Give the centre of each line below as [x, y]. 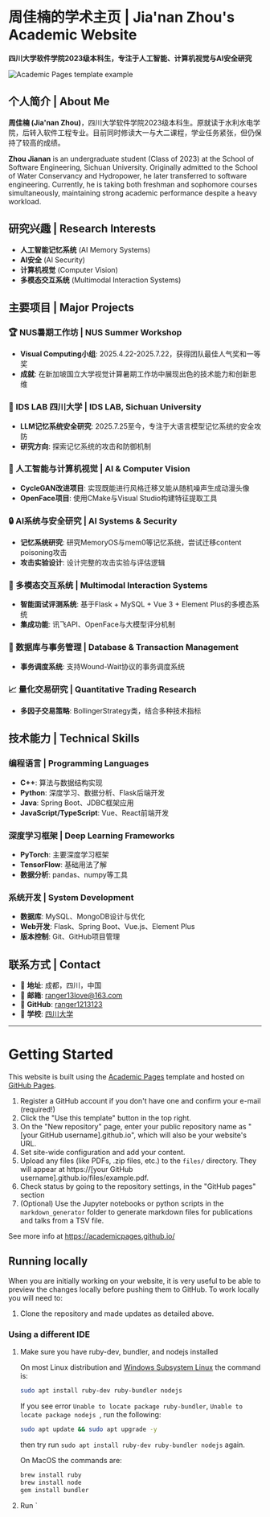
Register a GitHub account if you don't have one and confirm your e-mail [140, 1101]
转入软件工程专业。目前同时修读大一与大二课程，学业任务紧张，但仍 [142, 132]
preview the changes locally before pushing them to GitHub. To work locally [134, 1289]
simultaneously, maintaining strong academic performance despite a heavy [133, 193]
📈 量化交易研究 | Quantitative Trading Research [102, 689]
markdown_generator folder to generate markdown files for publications [136, 1212]
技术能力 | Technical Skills [74, 739]
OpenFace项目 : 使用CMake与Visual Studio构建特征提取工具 [119, 498]
